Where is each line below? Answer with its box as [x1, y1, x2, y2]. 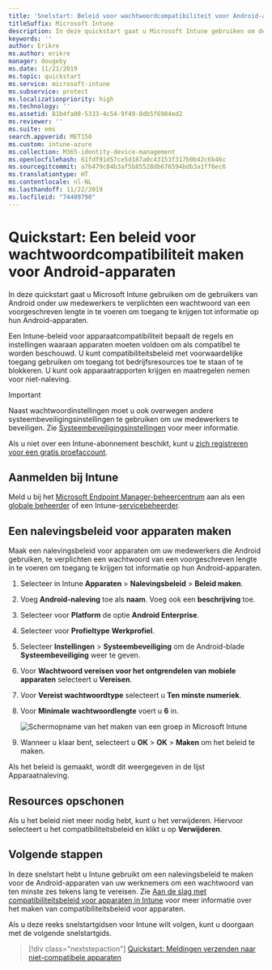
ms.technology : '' [8, 102, 70, 110]
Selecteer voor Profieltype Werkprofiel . [19, 626, 155, 636]
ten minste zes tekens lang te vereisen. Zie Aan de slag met [8, 886, 207, 896]
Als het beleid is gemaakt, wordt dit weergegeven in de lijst [8, 762, 205, 772]
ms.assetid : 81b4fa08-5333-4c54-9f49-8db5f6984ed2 [8, 110, 183, 119]
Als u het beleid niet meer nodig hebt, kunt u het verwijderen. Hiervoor [8, 816, 244, 825]
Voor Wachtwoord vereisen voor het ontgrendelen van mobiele [19, 666, 236, 676]
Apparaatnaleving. [8, 770, 70, 780]
